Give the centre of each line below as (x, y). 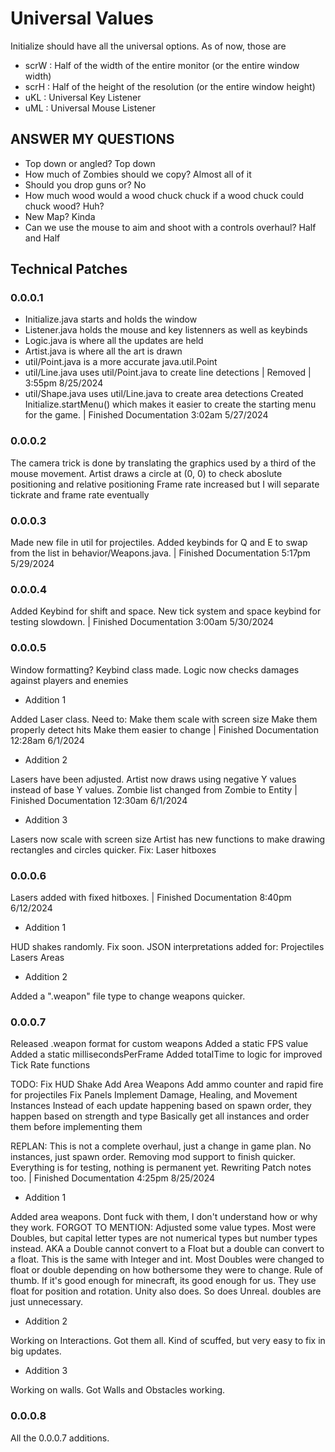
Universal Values (82, 18)
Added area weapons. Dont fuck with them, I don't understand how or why (164, 1217)
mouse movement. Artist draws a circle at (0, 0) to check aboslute (146, 473)
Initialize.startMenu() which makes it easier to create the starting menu (170, 404)
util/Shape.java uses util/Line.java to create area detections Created (164, 394)
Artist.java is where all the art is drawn (103, 351)
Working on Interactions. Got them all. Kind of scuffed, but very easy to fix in (168, 1341)
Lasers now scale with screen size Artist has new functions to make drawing (168, 839)
